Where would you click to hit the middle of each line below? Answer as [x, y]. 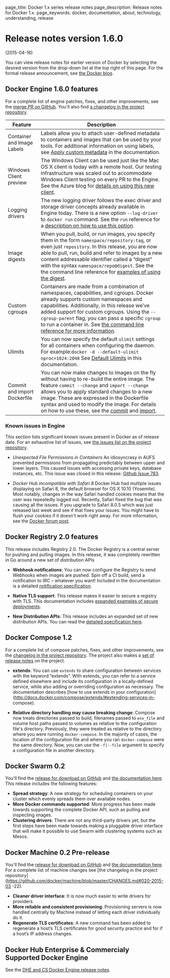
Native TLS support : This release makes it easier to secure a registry [84, 595]
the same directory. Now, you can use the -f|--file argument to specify [88, 745]
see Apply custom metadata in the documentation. [101, 152]
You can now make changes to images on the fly [98, 372]
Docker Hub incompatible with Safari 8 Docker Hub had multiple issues [87, 483]
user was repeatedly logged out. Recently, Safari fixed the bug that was [87, 500]
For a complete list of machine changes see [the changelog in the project [81, 870]
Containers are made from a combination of [93, 286]
